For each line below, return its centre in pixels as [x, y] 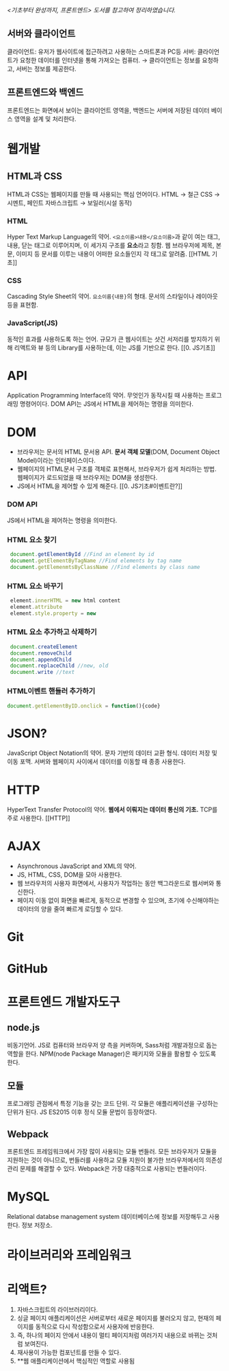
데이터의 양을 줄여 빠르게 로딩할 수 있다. [70, 909]
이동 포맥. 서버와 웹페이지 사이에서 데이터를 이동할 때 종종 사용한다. [96, 762]
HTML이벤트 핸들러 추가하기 [51, 691]
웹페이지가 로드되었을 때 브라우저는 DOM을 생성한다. [87, 478]
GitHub [27, 968]
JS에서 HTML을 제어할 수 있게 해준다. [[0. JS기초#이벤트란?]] [100, 486]
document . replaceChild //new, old [59, 666]
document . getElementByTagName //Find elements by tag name [96, 561]
